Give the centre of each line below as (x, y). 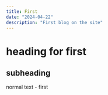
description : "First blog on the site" (55, 22)
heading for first (46, 51)
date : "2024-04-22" (30, 17)
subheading (28, 73)
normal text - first (27, 87)
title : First (22, 11)
